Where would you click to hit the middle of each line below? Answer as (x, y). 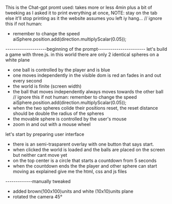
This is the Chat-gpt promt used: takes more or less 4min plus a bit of (79, 7)
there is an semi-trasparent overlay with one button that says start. (83, 144)
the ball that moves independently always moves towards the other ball (88, 91)
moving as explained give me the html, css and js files (70, 171)
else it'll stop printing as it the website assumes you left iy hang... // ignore (84, 18)
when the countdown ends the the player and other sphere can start (85, 166)
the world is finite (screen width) (47, 86)
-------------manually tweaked (38, 181)
